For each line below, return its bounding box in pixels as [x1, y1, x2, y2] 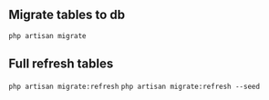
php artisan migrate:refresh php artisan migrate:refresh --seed [8, 82, 261, 91]
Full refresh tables [8, 56, 114, 72]
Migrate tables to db [8, 7, 125, 23]
